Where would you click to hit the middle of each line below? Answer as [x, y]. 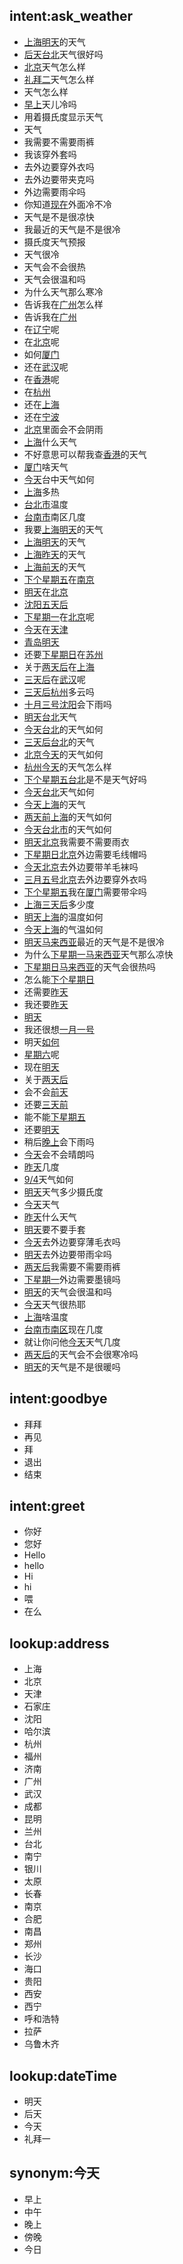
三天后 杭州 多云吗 [59, 691]
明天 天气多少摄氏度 [63, 1191]
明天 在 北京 [46, 591]
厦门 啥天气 [46, 466]
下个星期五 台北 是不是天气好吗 [85, 779]
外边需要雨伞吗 [54, 191]
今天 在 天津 [46, 629]
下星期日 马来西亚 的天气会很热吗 [89, 966]
